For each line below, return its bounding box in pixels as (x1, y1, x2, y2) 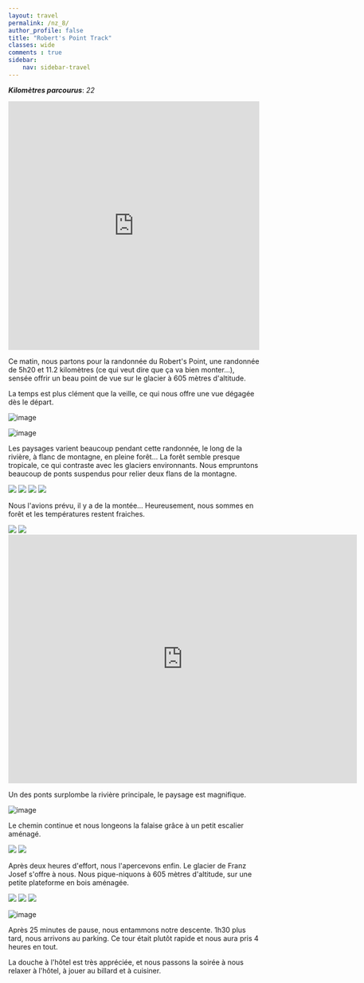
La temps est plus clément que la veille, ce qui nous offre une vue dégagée (8, 388, 255, 398)
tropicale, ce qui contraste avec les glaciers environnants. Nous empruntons (8, 460, 259, 470)
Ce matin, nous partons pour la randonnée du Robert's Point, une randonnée (8, 356, 260, 366)
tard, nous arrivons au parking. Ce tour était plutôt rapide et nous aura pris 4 (8, 933, 259, 943)
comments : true (8, 49, 62, 57)
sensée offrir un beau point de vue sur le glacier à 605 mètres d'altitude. (8, 373, 247, 383)
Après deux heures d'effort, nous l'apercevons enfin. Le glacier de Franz (8, 860, 247, 870)
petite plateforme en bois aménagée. (8, 877, 130, 887)
